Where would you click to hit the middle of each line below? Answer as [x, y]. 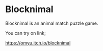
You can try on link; [25, 33]
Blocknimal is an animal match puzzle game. [52, 23]
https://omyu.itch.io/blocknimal [38, 43]
